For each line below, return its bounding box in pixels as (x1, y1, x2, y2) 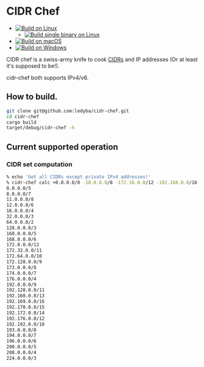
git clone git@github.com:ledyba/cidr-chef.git (6, 108, 130, 114)
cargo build (6, 119, 37, 126)
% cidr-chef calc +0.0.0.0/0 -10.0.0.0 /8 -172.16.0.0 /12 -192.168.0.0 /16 (6, 179, 198, 185)
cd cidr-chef (6, 113, 40, 119)
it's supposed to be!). (6, 62, 60, 69)
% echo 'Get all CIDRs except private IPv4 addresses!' (6, 174, 151, 180)
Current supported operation (6, 141, 119, 152)
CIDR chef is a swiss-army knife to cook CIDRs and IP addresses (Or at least (6, 55, 198, 63)
